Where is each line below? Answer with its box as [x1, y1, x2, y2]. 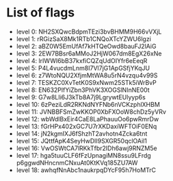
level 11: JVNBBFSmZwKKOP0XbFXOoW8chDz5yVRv [16, 108, 167, 116]
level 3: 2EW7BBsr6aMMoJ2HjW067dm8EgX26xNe [16, 49, 162, 58]
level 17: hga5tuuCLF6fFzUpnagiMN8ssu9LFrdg [16, 151, 151, 159]
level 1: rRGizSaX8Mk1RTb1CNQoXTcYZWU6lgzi [16, 34, 152, 43]
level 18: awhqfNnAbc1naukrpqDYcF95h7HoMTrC [16, 166, 157, 174]
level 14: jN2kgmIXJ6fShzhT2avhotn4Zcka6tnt [16, 129, 148, 138]
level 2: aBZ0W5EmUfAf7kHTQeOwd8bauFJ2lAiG [16, 42, 157, 50]
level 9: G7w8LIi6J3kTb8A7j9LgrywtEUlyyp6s [16, 93, 146, 101]
